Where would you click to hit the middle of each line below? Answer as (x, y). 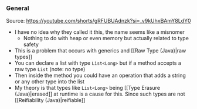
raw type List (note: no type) (50, 69)
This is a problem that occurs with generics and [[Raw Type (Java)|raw (100, 51)
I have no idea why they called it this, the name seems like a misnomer (99, 32)
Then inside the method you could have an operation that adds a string (100, 75)
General (18, 8)
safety (31, 44)
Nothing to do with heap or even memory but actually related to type (106, 38)
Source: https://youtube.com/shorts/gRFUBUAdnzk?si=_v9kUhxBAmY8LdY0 (98, 21)
